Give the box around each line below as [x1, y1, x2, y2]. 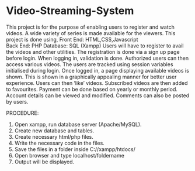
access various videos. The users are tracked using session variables [6, 60, 173, 68]
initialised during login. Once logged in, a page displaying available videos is [6, 67, 190, 74]
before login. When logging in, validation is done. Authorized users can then [6, 54, 189, 61]
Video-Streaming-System [6, 4, 134, 18]
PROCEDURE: [6, 110, 39, 117]
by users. [6, 98, 29, 105]
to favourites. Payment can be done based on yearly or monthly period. [6, 85, 178, 93]
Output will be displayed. [14, 158, 75, 165]
